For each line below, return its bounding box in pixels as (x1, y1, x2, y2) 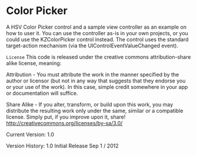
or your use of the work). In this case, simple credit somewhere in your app (6, 83, 188, 90)
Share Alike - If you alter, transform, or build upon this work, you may (6, 101, 173, 108)
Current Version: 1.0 (6, 130, 54, 138)
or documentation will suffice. (6, 89, 78, 97)
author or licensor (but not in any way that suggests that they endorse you (6, 77, 186, 84)
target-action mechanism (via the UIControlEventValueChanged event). (6, 42, 178, 49)
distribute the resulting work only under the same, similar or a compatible (6, 107, 183, 114)
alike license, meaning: (6, 60, 62, 67)
